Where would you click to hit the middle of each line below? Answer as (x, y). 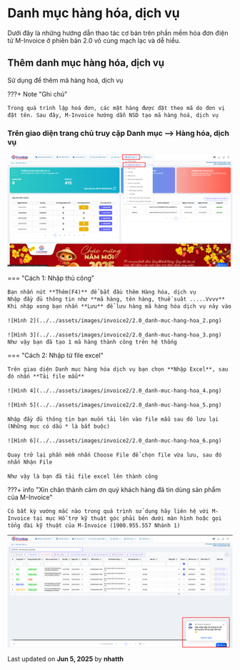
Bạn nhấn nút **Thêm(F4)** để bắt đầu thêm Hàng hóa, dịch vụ (102, 292)
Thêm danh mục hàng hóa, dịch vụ (86, 63)
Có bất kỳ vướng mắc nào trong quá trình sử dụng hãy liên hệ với (108, 511)
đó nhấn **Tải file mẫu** (46, 376)
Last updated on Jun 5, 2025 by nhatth (65, 659)
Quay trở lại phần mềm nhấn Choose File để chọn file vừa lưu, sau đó (115, 455)
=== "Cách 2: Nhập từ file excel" (55, 355)
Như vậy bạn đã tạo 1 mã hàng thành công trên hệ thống (92, 342)
